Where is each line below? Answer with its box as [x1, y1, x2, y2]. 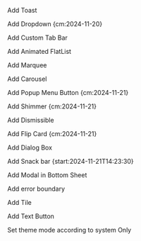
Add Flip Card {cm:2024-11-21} [7, 130, 97, 138]
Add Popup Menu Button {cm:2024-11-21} [7, 89, 129, 96]
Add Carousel [7, 74, 47, 83]
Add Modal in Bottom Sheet [7, 171, 87, 179]
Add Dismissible [7, 116, 54, 124]
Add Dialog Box [7, 143, 53, 152]
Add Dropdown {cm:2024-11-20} [7, 20, 103, 28]
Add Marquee [7, 61, 47, 69]
